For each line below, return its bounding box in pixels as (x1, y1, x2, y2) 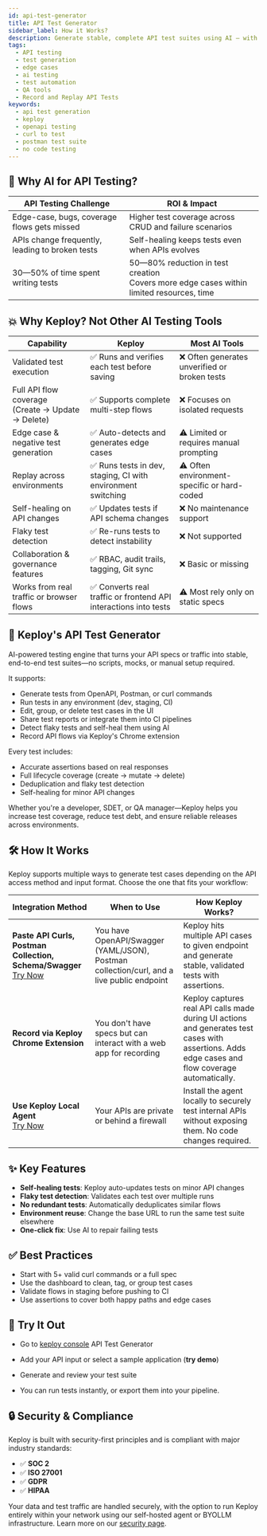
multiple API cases (183, 930, 253, 941)
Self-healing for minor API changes (19, 787, 135, 797)
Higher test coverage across (129, 212, 235, 223)
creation (129, 268, 161, 279)
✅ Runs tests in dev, (90, 460, 165, 471)
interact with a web (95, 1037, 167, 1048)
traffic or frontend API (90, 591, 172, 602)
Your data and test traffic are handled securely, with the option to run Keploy (8, 1501, 258, 1511)
